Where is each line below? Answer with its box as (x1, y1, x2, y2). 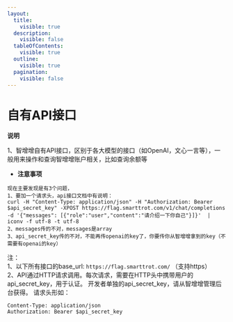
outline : (13, 56, 39, 63)
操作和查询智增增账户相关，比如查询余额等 (25, 155, 147, 164)
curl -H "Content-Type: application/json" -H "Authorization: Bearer (7, 199, 214, 206)
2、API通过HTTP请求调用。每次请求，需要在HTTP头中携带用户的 (7, 271, 193, 279)
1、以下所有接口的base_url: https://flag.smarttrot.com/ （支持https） (7, 262, 211, 270)
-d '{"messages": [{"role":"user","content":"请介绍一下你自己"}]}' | (7, 212, 211, 220)
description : (13, 29, 51, 37)
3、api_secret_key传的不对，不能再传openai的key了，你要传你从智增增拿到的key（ (7, 233, 221, 240)
